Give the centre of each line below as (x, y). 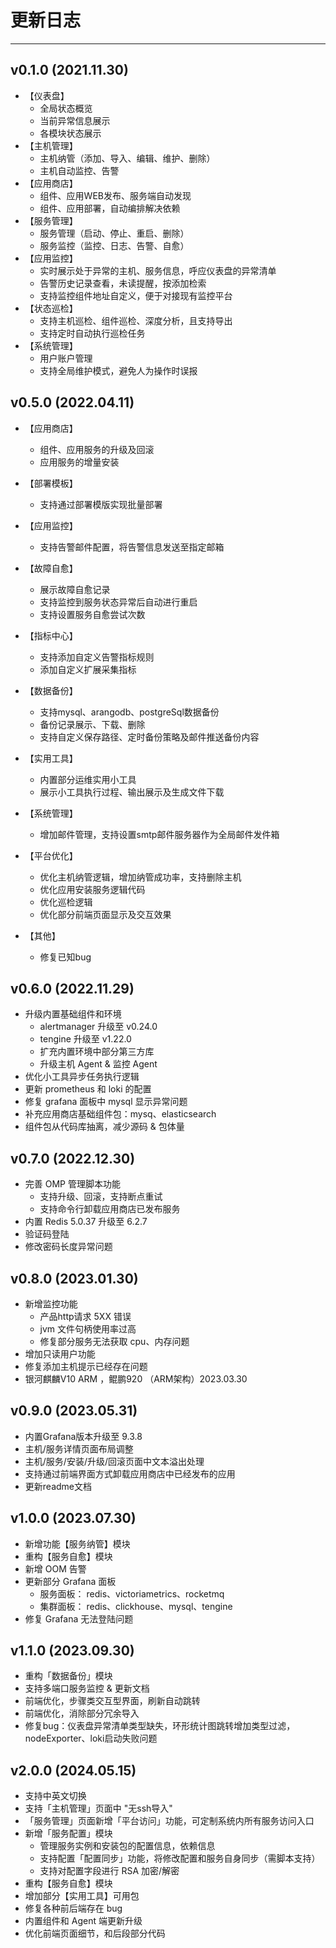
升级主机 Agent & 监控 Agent (98, 1064)
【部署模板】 (51, 483)
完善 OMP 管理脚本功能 (72, 1184)
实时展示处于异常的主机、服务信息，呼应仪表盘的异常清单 (158, 270)
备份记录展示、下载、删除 (92, 724)
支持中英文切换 (55, 1796)
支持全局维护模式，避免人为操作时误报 (118, 370)
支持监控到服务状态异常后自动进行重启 (118, 602)
